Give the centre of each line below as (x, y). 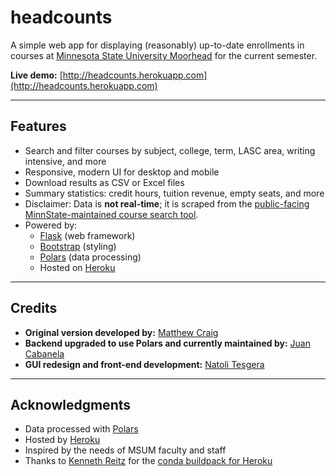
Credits (34, 308)
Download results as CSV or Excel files (104, 182)
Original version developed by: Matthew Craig (121, 332)
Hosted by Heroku (62, 440)
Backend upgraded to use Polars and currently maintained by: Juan (167, 343)
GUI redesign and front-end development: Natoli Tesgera (144, 364)
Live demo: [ (36, 75)
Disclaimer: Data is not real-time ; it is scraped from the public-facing (167, 203)
